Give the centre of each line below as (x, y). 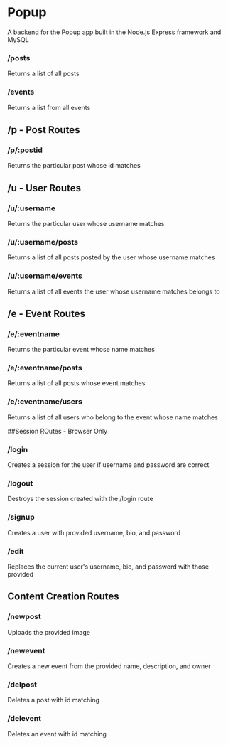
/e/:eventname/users (45, 402)
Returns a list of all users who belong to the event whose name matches (113, 417)
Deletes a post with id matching (54, 700)
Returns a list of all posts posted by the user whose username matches (111, 257)
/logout (20, 483)
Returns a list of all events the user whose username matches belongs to (114, 291)
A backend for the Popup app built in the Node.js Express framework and (114, 32)
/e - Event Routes (46, 313)
